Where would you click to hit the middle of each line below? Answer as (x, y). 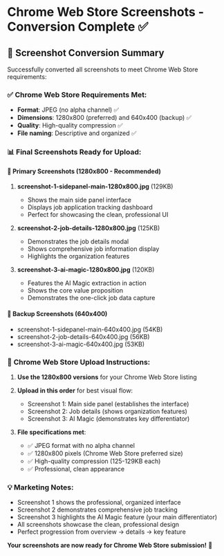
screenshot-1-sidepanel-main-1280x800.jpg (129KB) (95, 186)
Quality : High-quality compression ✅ (70, 125)
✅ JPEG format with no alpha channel (81, 445)
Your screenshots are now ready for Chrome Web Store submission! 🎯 (110, 546)
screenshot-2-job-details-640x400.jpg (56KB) (83, 336)
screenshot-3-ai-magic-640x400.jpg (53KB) (81, 344)
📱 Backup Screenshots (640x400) (57, 314)
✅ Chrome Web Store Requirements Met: (77, 94)
